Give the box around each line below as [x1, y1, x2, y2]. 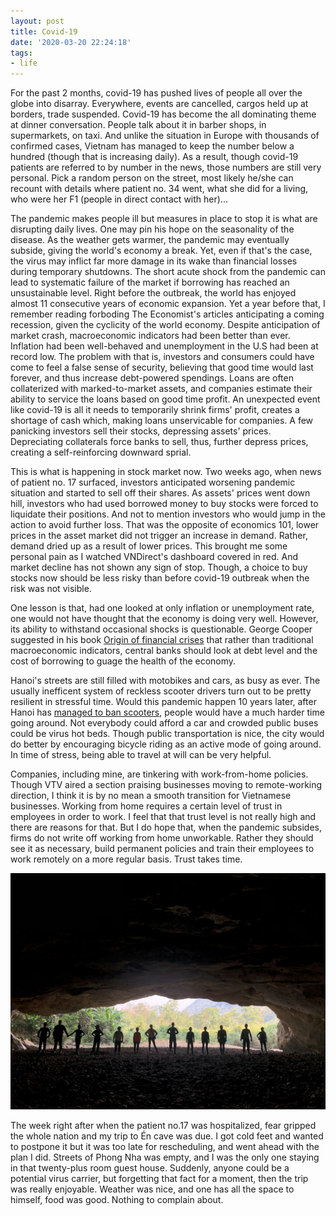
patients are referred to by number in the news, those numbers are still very [10, 161, 322, 174]
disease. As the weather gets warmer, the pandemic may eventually [10, 234, 290, 246]
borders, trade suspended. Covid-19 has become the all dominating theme [10, 108, 317, 120]
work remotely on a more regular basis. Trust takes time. [10, 853, 243, 865]
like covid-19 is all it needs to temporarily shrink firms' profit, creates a [10, 404, 300, 416]
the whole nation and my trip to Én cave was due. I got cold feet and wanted [10, 1130, 324, 1142]
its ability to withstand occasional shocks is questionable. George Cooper [10, 623, 313, 635]
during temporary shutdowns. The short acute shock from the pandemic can [10, 266, 326, 278]
